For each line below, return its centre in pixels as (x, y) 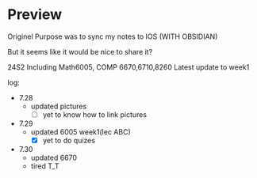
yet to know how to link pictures (95, 114)
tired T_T (45, 166)
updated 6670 (54, 158)
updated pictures (59, 106)
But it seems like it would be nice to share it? (80, 51)
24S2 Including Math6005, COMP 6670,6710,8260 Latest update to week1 (128, 67)
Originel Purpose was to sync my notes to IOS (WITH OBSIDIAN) (113, 36)
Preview (35, 15)
